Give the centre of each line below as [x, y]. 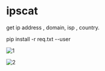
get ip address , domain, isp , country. [53, 27]
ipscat [22, 11]
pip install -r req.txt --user [38, 39]
